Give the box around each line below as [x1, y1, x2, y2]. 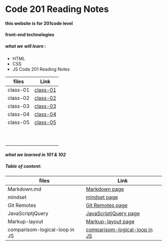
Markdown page [86, 186, 124, 193]
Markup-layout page [86, 218, 135, 225]
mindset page [86, 194, 118, 201]
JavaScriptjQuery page [86, 210, 140, 217]
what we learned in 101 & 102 [5, 151, 66, 158]
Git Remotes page [86, 202, 128, 209]
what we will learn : [5, 43, 46, 49]
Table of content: [5, 163, 42, 169]
